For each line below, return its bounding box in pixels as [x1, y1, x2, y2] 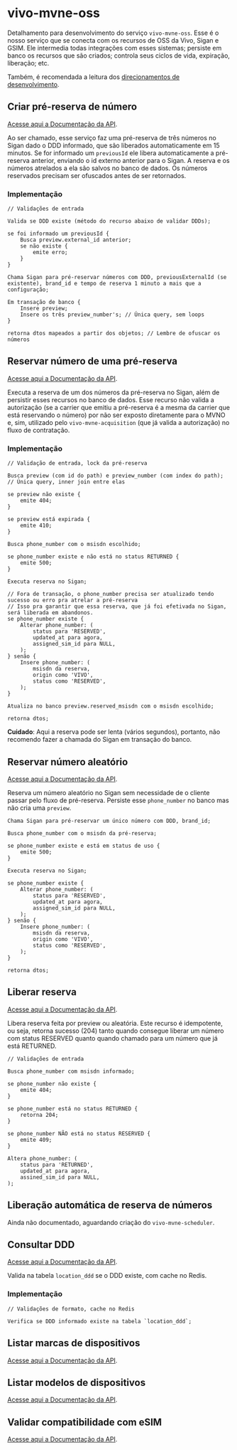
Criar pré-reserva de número [7, 101, 137, 113]
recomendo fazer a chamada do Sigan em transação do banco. [7, 735, 192, 744]
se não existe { [20, 243, 69, 250]
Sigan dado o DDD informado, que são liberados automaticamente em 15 [7, 141, 220, 149]
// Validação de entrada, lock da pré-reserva [7, 460, 148, 467]
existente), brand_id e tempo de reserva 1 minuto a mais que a [7, 280, 202, 288]
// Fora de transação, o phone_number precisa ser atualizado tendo [7, 591, 214, 598]
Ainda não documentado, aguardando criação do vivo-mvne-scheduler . [7, 1218, 215, 1226]
